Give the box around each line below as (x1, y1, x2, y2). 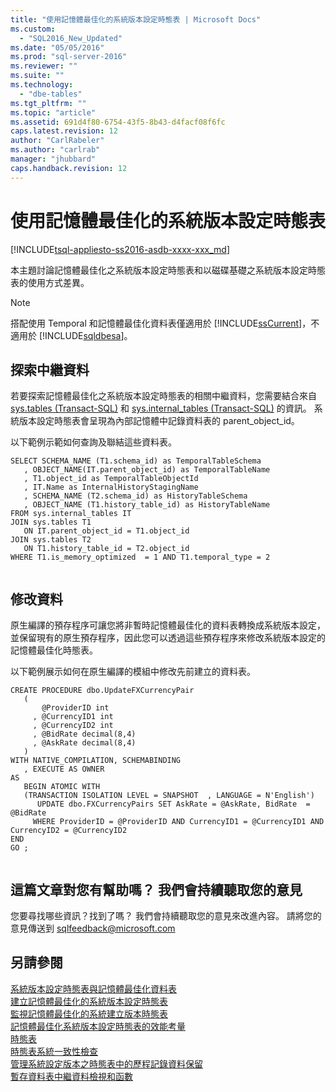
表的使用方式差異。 (10, 276, 90, 288)
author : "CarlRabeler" (10, 136, 105, 146)
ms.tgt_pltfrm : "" (10, 98, 87, 108)
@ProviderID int (41, 703, 110, 713)
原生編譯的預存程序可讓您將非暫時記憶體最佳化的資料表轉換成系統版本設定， (10, 619, 326, 631)
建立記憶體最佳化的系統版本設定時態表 (10, 995, 168, 1007)
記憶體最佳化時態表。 (10, 644, 98, 656)
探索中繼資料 (10, 361, 90, 378)
